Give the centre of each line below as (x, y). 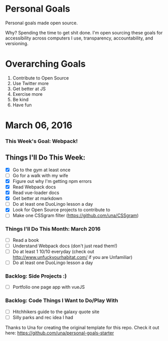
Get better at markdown (37, 199)
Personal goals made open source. (41, 23)
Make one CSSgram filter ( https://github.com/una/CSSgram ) (76, 215)
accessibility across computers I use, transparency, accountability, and (79, 38)
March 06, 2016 (39, 125)
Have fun (22, 105)
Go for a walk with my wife (40, 175)
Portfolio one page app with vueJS (49, 287)
